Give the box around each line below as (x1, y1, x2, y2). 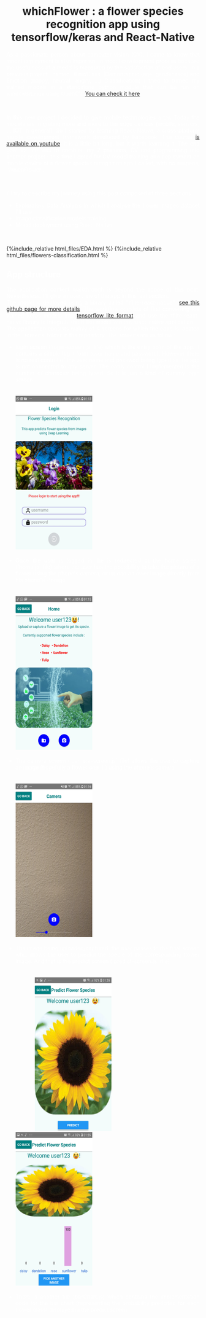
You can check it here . (85, 90, 142, 97)
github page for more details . (6, 305, 82, 313)
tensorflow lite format (76, 311, 134, 319)
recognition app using (45, 17, 161, 31)
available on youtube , (6, 139, 62, 147)
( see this (177, 298, 200, 306)
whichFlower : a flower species (22, 4, 184, 18)
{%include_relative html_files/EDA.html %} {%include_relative (6, 244, 162, 252)
